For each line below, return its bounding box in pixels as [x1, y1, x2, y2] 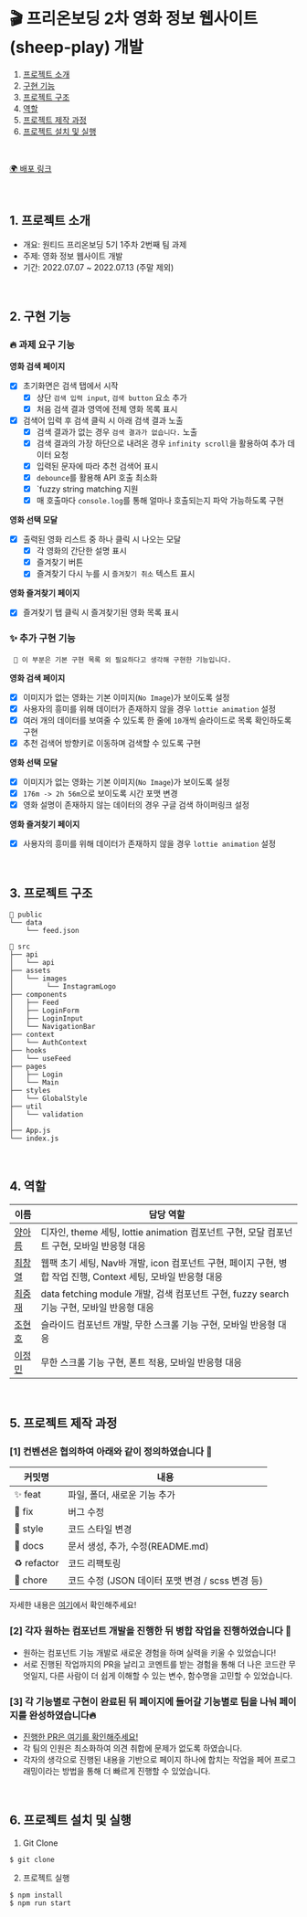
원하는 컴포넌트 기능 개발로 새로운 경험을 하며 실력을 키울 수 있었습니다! [22, 1647, 277, 1658]
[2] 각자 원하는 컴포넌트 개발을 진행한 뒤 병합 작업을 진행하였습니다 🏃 [9, 1625, 292, 1637]
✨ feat [14, 1488, 41, 1501]
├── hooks [9, 1045, 48, 1055]
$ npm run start [9, 1898, 71, 1908]
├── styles [9, 1086, 51, 1095]
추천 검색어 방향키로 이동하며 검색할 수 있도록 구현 [22, 737, 201, 748]
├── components [9, 990, 68, 999]
